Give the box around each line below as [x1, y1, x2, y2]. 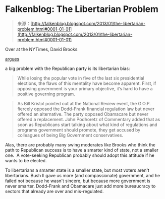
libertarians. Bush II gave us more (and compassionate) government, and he [5, 172, 160, 178]
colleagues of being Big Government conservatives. [17, 132, 123, 138]
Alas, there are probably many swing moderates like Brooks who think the [5, 141, 156, 147]
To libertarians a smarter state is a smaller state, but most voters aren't [5, 167, 150, 173]
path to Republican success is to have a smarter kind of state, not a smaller [5, 147, 159, 153]
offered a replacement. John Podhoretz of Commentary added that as [17, 116, 160, 122]
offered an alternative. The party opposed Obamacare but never [17, 111, 149, 117]
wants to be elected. [5, 157, 47, 163]
